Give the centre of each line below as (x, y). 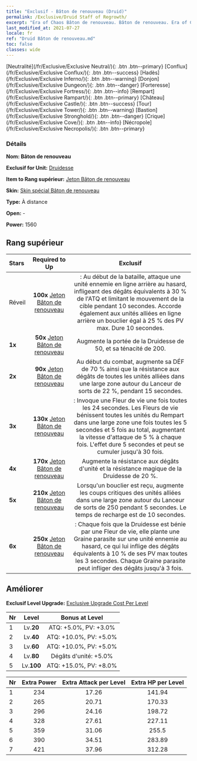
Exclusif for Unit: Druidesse (40, 168)
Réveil (17, 302)
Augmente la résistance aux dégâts (130, 461)
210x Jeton (49, 493)
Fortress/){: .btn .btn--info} (96, 91)
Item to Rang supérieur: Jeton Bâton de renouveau (68, 179)
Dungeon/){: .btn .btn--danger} (102, 85)
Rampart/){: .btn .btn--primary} (102, 97)
